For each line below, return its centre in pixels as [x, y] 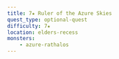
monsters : [21, 39]
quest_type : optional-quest [47, 20]
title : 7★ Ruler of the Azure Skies [60, 13]
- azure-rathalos [44, 45]
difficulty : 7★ [29, 26]
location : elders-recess [43, 32]
